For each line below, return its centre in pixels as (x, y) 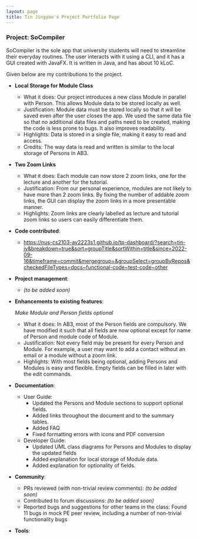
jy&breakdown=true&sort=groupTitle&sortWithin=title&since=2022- (105, 248)
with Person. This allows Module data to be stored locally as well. (102, 103)
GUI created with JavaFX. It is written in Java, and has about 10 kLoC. (90, 63)
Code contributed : (37, 231)
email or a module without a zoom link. (70, 355)
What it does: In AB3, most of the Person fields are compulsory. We (105, 324)
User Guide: (38, 396)
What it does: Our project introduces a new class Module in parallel (105, 97)
